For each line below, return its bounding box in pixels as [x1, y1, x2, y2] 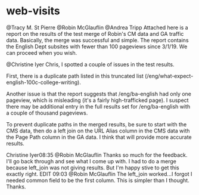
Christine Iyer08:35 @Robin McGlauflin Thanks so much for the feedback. [6, 151, 188, 159]
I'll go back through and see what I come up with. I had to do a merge [6, 157, 177, 165]
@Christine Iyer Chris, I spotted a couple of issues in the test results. [6, 61, 175, 68]
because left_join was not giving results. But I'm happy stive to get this [6, 164, 180, 171]
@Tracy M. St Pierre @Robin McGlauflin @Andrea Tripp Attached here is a [6, 24, 189, 31]
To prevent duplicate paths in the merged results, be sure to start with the [6, 120, 187, 128]
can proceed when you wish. [6, 49, 77, 56]
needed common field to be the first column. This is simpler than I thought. [6, 177, 189, 184]
